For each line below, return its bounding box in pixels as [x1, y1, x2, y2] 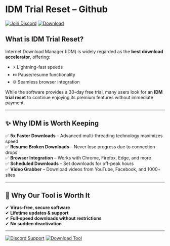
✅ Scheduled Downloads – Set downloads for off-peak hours [5, 160, 134, 167]
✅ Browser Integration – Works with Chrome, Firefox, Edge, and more [5, 154, 151, 160]
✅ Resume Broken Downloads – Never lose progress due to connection [5, 143, 155, 150]
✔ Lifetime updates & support [5, 210, 69, 216]
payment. [5, 100, 25, 106]
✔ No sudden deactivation [5, 221, 62, 227]
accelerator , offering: [5, 54, 51, 60]
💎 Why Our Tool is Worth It [5, 191, 90, 199]
